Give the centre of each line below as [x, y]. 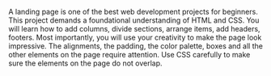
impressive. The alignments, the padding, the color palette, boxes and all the [135, 46]
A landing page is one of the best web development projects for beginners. [133, 12]
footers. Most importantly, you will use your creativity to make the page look [135, 37]
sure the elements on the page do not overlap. [86, 63]
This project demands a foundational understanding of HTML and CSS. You [134, 20]
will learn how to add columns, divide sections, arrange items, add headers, [134, 29]
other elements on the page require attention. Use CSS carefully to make [129, 55]
